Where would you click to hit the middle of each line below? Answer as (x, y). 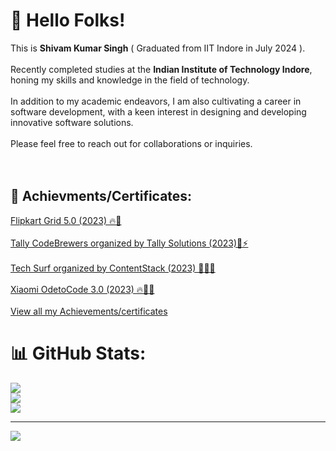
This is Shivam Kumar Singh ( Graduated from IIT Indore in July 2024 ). (158, 48)
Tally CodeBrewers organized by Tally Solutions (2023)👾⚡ (129, 243)
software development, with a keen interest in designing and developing (158, 111)
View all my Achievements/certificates (89, 311)
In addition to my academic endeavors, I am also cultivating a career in (156, 101)
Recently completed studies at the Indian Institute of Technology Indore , (161, 69)
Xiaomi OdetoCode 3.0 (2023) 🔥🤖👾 (82, 289)
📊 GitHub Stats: (78, 353)
